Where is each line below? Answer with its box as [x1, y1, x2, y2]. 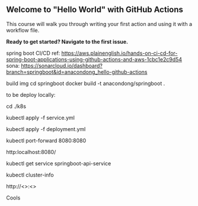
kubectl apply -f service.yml [6, 114, 75, 121]
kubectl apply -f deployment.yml [6, 125, 86, 132]
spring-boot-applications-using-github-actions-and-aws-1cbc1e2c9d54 [6, 55, 183, 63]
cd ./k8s [6, 103, 27, 110]
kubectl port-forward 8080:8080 [6, 137, 87, 144]
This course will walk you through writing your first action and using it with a [6, 20, 193, 27]
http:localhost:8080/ [6, 148, 56, 155]
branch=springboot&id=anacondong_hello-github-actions [6, 68, 148, 76]
